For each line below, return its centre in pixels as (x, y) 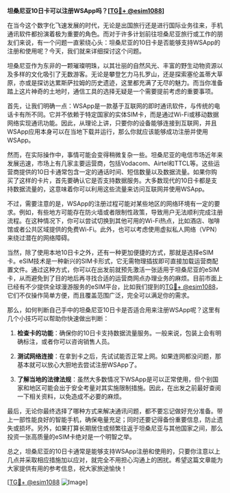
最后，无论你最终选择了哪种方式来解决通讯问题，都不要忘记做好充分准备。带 (115, 411)
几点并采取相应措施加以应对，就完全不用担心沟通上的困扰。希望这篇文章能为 (115, 460)
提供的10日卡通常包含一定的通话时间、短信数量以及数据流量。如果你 (115, 172)
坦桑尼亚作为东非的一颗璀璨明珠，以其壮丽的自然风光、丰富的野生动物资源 (112, 65)
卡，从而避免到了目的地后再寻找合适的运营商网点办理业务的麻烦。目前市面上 (115, 278)
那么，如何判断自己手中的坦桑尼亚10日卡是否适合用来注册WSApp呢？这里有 (114, 310)
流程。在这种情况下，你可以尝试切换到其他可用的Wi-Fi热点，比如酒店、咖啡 (114, 221)
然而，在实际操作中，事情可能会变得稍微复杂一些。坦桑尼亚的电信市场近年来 (115, 155)
